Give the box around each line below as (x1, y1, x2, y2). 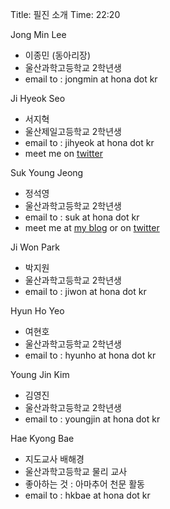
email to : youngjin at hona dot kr (24, 413, 161, 425)
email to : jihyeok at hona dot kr (24, 137, 155, 148)
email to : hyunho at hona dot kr (24, 349, 157, 361)
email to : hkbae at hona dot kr (24, 489, 151, 501)
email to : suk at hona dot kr (24, 211, 140, 223)
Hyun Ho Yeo (10, 305, 65, 317)
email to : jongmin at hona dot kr (24, 73, 158, 85)
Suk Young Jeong (10, 167, 84, 178)
